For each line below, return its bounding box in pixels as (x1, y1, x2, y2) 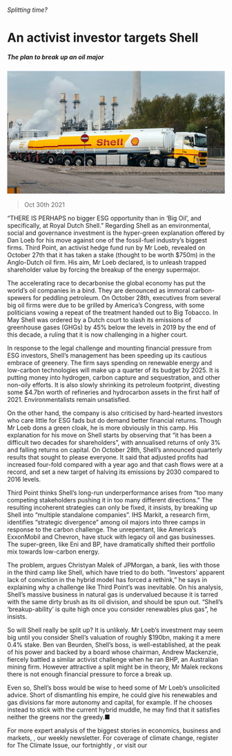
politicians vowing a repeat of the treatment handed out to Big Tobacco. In (7, 308, 219, 317)
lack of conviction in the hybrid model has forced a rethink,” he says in (7, 576, 208, 584)
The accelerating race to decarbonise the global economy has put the (7, 279, 206, 288)
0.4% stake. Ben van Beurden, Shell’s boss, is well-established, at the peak (7, 641, 221, 649)
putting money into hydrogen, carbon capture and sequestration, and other (7, 373, 221, 382)
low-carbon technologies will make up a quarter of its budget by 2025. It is (7, 366, 220, 374)
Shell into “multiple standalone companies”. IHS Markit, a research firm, (7, 511, 211, 519)
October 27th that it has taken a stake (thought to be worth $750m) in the (7, 251, 215, 259)
